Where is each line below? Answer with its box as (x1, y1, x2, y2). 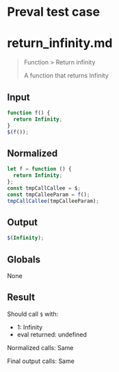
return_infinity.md (7, 36, 113, 51)
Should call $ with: (7, 310, 59, 318)
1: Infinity (16, 323, 43, 331)
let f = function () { (7, 166, 72, 173)
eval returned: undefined (16, 330, 88, 338)
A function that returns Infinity (23, 71, 109, 79)
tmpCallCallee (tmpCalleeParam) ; (7, 197, 99, 204)
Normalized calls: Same (7, 343, 74, 351)
